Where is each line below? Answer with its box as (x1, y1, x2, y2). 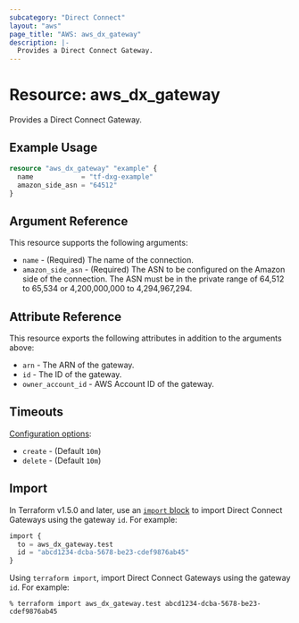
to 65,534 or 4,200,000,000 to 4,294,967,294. (21, 283, 193, 294)
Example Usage (9, 140, 98, 156)
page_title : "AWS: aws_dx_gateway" (9, 29, 142, 38)
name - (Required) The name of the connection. (21, 255, 195, 265)
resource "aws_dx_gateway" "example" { (9, 164, 158, 173)
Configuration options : (9, 428, 92, 439)
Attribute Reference (9, 309, 122, 324)
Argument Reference (9, 214, 129, 229)
